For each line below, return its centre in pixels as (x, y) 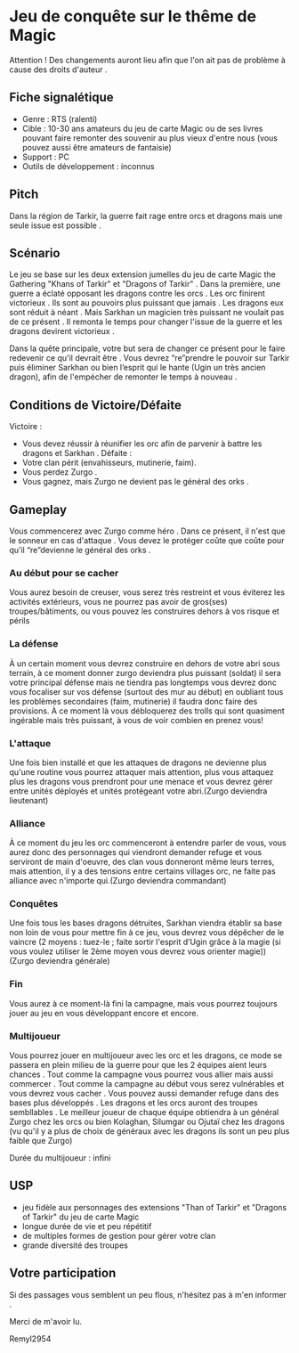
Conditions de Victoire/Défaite (96, 405)
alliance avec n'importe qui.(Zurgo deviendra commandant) (118, 881)
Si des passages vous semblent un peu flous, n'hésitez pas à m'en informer (148, 1294)
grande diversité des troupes (75, 1245)
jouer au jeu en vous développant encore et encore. (104, 1013)
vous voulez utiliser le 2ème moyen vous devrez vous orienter (123, 951)
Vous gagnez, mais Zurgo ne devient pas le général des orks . (135, 482)
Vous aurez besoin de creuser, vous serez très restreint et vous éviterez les (147, 592)
